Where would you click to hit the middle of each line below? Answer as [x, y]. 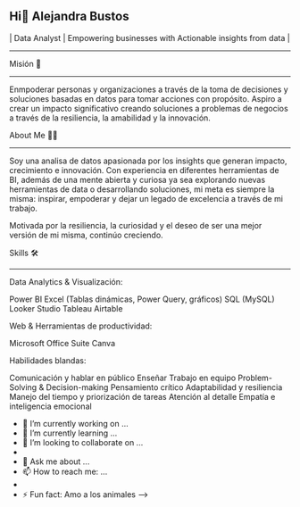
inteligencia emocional [50, 406]
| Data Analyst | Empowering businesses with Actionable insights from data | [150, 37]
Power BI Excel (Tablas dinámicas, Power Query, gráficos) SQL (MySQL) [142, 299]
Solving [23, 387]
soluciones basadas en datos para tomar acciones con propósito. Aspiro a [146, 98]
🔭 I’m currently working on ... [75, 423]
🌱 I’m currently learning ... [70, 433]
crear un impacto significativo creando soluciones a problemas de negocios [149, 108]
